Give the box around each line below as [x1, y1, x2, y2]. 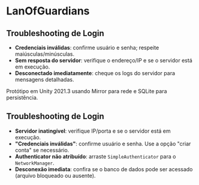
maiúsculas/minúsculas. [14, 50, 75, 58]
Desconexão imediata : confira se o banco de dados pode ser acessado [14, 165, 193, 172]
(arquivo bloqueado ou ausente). [14, 172, 96, 179]
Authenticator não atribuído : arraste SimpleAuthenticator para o [14, 153, 176, 160]
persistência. [6, 94, 38, 101]
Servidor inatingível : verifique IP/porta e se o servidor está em [14, 127, 171, 135]
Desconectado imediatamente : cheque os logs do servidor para [14, 70, 176, 76]
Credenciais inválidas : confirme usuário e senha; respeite [14, 44, 159, 51]
